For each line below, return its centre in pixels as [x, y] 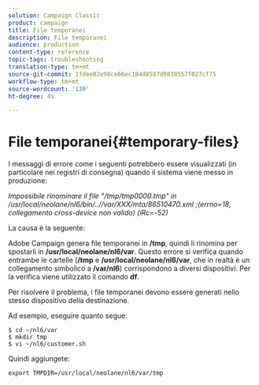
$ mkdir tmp [28, 337]
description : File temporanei [58, 37]
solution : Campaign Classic [54, 15]
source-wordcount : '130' [49, 89]
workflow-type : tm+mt [44, 81]
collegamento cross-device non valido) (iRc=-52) [88, 213]
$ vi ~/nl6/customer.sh [47, 344]
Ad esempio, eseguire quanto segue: [68, 316]
